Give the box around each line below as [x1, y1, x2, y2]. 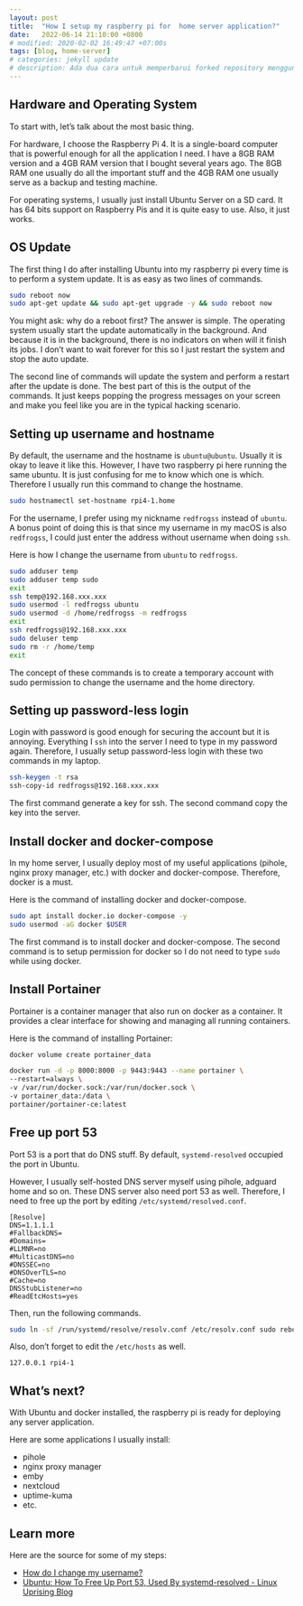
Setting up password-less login [9, 702, 189, 718]
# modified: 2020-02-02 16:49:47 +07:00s [9, 38, 168, 48]
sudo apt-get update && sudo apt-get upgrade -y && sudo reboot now [9, 299, 272, 308]
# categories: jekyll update [9, 55, 119, 64]
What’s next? [9, 1383, 86, 1398]
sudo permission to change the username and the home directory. [9, 676, 255, 687]
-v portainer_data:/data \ [9, 1091, 111, 1100]
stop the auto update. [9, 354, 89, 365]
